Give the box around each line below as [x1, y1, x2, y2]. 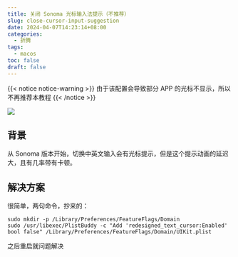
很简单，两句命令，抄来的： [7, 201, 89, 211]
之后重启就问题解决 [7, 242, 64, 251]
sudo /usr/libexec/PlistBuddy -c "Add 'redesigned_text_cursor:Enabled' [7, 222, 228, 229]
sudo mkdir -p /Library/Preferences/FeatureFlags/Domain [7, 216, 180, 223]
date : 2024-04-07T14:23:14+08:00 [7, 24, 107, 31]
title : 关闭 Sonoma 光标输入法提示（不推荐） [7, 10, 130, 18]
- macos [14, 51, 37, 58]
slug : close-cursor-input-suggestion [7, 17, 120, 24]
